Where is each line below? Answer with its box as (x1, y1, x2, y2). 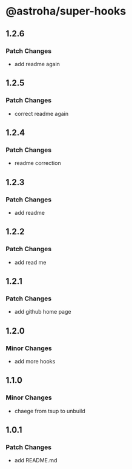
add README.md (14, 457, 58, 464)
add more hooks (14, 358, 56, 365)
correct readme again (14, 110, 69, 117)
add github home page (14, 308, 71, 315)
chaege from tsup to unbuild (14, 407, 85, 414)
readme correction (14, 160, 61, 167)
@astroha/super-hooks (5, 4, 127, 18)
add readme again (14, 60, 60, 67)
